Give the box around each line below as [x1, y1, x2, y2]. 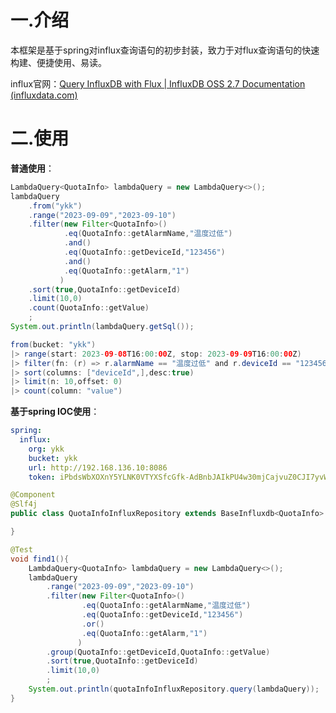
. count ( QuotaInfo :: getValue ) [28, 303, 150, 313]
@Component [10, 490, 56, 500]
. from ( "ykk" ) [28, 201, 83, 211]
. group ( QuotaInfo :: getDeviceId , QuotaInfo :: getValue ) [46, 647, 271, 657]
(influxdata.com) [10, 89, 78, 101]
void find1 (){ [10, 554, 70, 564]
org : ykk [28, 444, 65, 454]
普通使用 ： [10, 162, 55, 174]
